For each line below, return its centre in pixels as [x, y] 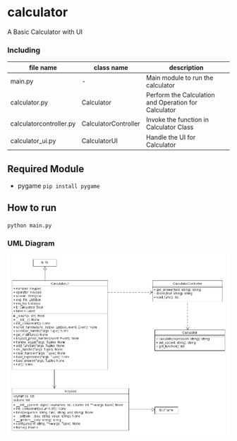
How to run [32, 208]
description [186, 67]
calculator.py [29, 102]
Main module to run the [180, 78]
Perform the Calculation [180, 95]
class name [111, 67]
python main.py [30, 225]
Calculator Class [170, 127]
